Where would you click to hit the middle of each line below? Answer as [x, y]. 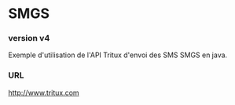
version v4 [29, 38]
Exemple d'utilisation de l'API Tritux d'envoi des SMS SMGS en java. [118, 55]
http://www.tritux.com [44, 92]
